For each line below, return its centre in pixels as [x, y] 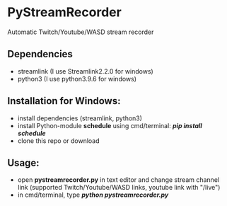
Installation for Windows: [64, 101]
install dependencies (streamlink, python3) [80, 118]
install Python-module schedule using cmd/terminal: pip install [110, 125]
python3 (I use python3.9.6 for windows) [77, 79]
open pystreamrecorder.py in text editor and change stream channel [118, 180]
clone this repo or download [59, 141]
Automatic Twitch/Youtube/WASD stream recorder [81, 32]
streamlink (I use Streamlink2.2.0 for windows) [85, 71]
